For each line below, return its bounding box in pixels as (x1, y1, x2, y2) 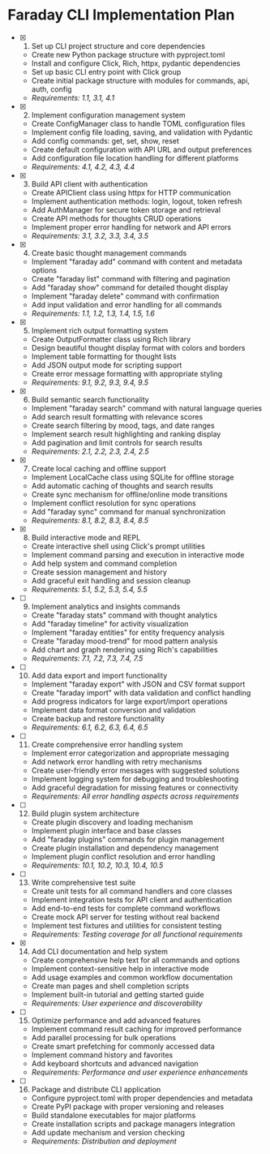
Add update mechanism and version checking (31, 1127, 186, 1137)
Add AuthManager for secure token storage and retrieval (31, 205, 221, 214)
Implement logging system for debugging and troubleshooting (31, 773, 239, 784)
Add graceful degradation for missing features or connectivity (31, 782, 238, 792)
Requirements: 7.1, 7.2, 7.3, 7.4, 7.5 (31, 653, 144, 663)
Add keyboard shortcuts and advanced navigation (31, 1058, 199, 1068)
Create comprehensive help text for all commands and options (31, 955, 240, 965)
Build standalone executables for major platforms (31, 1110, 196, 1120)
